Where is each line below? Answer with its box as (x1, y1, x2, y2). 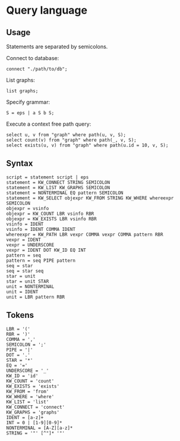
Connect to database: (6, 55, 59, 61)
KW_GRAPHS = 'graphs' (6, 409, 60, 415)
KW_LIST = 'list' (6, 399, 49, 405)
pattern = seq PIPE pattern (6, 257, 76, 264)
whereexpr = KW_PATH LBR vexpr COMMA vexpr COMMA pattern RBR (6, 232, 163, 237)
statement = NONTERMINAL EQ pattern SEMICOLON (6, 190, 124, 196)
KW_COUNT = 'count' (6, 378, 55, 384)
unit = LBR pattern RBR (6, 294, 65, 300)
